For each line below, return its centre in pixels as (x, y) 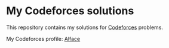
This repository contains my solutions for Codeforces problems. (84, 27)
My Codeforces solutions (70, 11)
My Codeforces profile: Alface (43, 39)
